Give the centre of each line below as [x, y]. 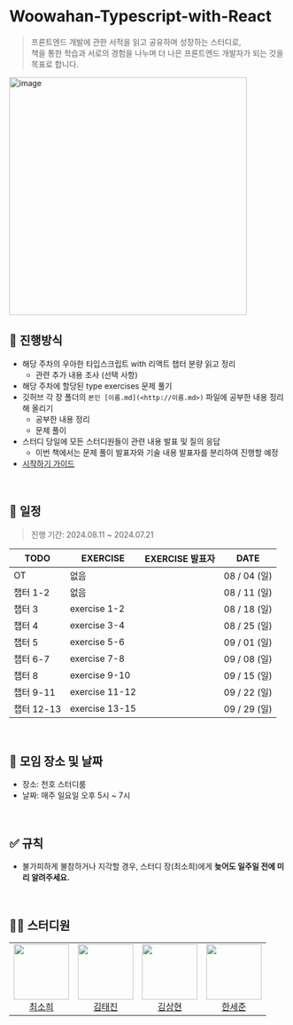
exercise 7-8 [97, 658]
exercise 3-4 [97, 625]
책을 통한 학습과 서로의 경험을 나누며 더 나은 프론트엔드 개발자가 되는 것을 [157, 53]
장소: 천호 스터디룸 [54, 785]
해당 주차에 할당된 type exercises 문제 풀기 [97, 386]
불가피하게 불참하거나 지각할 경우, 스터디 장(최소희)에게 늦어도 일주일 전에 [149, 866]
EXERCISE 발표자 [180, 558]
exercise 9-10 [100, 674]
